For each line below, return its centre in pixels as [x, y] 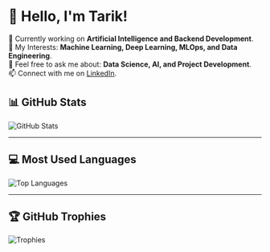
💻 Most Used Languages [72, 160]
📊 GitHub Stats [47, 102]
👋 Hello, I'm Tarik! [68, 16]
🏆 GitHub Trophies [57, 216]
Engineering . [30, 55]
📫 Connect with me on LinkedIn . [63, 73]
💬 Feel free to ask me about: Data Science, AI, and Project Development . [130, 64]
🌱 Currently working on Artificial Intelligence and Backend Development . [131, 39]
